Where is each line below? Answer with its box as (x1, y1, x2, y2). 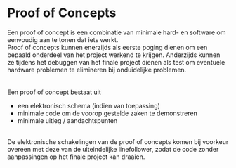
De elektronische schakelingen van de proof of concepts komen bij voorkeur (7, 137, 229, 146)
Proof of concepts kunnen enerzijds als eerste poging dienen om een (7, 43, 208, 51)
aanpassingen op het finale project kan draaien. (7, 153, 145, 161)
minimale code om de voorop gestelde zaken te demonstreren (17, 109, 198, 117)
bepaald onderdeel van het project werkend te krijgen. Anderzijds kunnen (7, 51, 221, 59)
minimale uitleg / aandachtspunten (17, 116, 118, 124)
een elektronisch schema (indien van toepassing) (17, 101, 160, 110)
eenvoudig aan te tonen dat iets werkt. (7, 35, 119, 44)
